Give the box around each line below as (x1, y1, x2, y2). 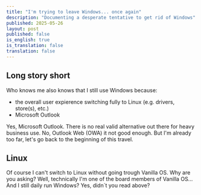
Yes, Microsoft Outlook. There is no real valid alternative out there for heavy (6, 123, 195, 130)
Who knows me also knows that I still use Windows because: (6, 86, 158, 94)
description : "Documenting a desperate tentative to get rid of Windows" (6, 14, 196, 21)
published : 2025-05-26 (6, 20, 63, 26)
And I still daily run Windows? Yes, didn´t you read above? (6, 182, 150, 189)
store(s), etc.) (14, 104, 49, 112)
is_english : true (6, 37, 50, 43)
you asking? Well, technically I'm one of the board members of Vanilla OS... (6, 176, 193, 183)
